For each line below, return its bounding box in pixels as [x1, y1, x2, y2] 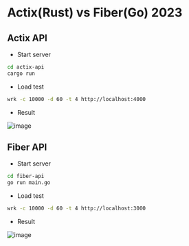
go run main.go [7, 179, 51, 186]
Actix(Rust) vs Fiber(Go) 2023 [7, 5, 183, 21]
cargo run [7, 70, 36, 77]
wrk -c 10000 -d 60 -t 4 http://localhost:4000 [7, 96, 146, 102]
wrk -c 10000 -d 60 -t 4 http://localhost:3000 [7, 205, 146, 212]
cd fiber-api [7, 173, 45, 180]
